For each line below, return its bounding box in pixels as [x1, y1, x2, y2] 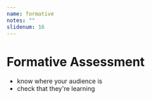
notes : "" [6, 17, 36, 24]
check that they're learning [16, 85, 96, 93]
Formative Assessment [6, 54, 145, 70]
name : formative [6, 10, 54, 18]
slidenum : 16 [6, 23, 45, 30]
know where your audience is [16, 77, 103, 85]
